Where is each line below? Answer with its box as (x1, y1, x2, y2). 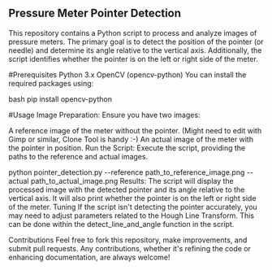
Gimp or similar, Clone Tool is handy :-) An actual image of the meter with (8, 134, 254, 144)
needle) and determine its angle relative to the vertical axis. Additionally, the (8, 45, 262, 55)
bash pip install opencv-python (8, 94, 112, 104)
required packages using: (8, 78, 94, 88)
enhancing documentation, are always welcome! (8, 252, 171, 262)
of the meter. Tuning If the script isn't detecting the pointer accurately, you (8, 202, 257, 211)
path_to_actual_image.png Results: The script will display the (30, 176, 234, 185)
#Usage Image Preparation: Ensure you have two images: (8, 110, 201, 120)
